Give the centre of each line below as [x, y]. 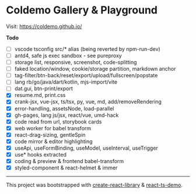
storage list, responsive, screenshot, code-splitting [76, 63]
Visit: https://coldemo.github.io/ [44, 26]
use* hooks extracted [41, 154]
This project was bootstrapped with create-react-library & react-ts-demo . [94, 185]
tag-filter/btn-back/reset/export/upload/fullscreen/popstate [86, 75]
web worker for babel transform [53, 128]
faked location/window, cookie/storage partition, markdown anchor [95, 69]
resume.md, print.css [40, 95]
